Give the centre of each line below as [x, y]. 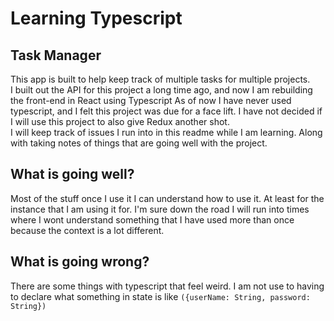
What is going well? [72, 174]
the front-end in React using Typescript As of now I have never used [151, 100]
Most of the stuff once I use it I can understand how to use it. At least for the [167, 198]
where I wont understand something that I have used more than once [152, 219]
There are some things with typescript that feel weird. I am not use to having [167, 286]
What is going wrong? [80, 262]
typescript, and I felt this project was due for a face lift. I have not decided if [166, 111]
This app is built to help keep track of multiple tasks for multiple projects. [160, 79]
